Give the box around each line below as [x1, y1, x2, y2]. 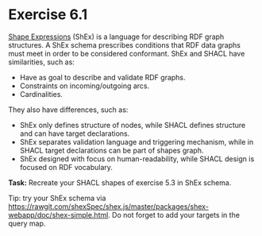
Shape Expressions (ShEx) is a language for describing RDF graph [8, 32, 225, 41]
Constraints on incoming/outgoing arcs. [19, 81, 150, 91]
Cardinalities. [19, 89, 64, 99]
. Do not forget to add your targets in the [108, 210, 241, 219]
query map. [8, 219, 46, 228]
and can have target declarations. [19, 129, 130, 138]
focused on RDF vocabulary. [19, 162, 114, 172]
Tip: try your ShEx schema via [8, 193, 106, 203]
